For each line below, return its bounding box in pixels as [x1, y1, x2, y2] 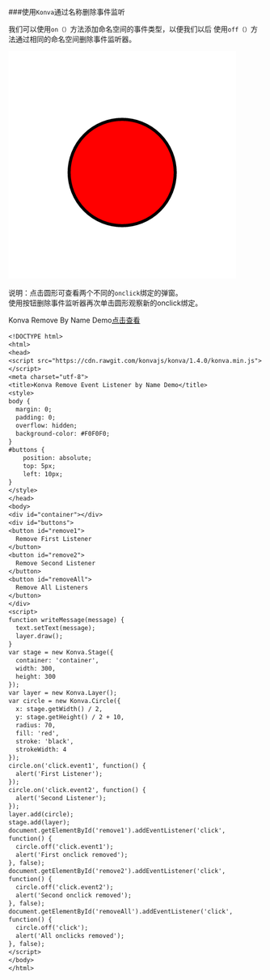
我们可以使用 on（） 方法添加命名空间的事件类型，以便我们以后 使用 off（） [8, 24, 251, 34]
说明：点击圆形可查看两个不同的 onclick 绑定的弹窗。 [8, 288, 184, 297]
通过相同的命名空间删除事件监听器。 [15, 35, 136, 44]
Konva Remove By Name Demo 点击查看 [8, 315, 141, 325]
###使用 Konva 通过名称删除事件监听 [8, 7, 125, 16]
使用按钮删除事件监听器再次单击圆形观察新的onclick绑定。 [8, 298, 203, 308]
